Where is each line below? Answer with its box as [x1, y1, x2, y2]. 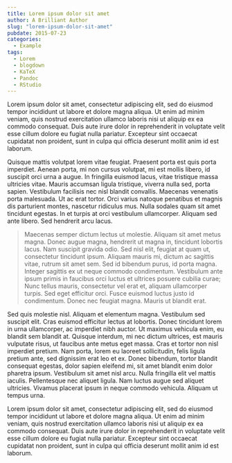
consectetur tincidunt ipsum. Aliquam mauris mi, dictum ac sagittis [24, 253, 215, 261]
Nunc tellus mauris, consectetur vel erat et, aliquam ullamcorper [24, 282, 208, 290]
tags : [7, 49, 23, 56]
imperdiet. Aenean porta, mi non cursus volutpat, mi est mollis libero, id [7, 165, 211, 174]
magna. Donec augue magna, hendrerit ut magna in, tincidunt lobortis [24, 237, 223, 246]
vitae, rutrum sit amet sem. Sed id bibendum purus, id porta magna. [24, 260, 217, 268]
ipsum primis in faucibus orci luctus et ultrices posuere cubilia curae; [24, 275, 221, 283]
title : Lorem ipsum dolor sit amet [7, 10, 110, 17]
